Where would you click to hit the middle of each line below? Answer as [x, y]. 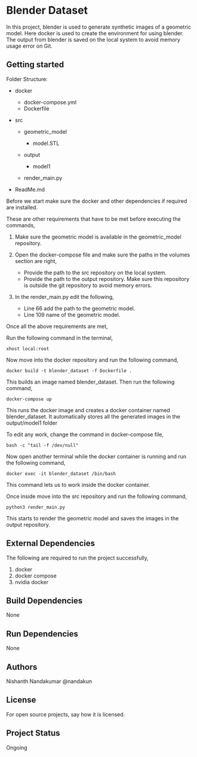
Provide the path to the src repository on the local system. [95, 273]
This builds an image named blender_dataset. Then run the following [90, 382]
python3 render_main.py [36, 507]
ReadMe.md [30, 189]
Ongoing [17, 747]
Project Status [33, 733]
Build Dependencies [44, 600]
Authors [22, 667]
